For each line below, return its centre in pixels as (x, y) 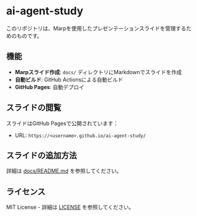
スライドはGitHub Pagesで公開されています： (62, 123)
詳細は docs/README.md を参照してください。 (64, 171)
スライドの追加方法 (41, 155)
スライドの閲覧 (34, 108)
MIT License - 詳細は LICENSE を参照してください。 (70, 207)
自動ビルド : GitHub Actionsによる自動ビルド (69, 80)
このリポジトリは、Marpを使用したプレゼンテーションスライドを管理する (96, 28)
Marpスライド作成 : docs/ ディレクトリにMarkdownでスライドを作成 (98, 72)
